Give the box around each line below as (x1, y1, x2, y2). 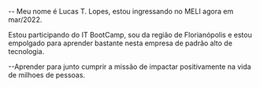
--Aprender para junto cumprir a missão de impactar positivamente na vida (8, 62, 251, 71)
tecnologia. (8, 47, 45, 56)
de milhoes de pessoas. (8, 71, 85, 79)
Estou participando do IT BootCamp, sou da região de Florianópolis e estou (8, 31, 252, 39)
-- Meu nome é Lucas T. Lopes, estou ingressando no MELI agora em (8, 7, 234, 16)
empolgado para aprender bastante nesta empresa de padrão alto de (8, 38, 232, 48)
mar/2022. (8, 15, 43, 24)
